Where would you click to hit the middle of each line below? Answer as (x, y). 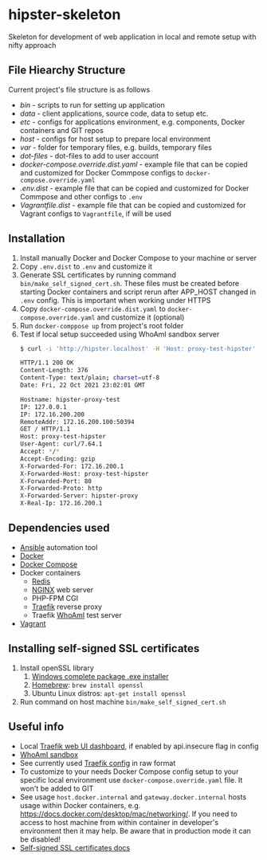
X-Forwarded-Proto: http (61, 489)
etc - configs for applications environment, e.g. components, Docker (132, 122)
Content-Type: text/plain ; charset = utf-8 (90, 378)
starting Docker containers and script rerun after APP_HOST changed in (138, 292)
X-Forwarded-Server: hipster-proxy (79, 496)
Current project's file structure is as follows (79, 89)
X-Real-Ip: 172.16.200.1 (61, 504)
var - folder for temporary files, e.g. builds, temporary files (116, 147)
